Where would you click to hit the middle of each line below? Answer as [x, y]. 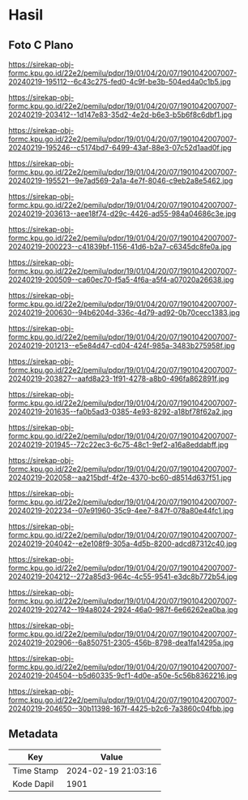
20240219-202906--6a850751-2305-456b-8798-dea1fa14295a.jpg [121, 642]
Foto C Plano [41, 45]
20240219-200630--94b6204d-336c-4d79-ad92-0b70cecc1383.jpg [124, 313]
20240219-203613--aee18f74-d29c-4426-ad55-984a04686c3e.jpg [122, 214]
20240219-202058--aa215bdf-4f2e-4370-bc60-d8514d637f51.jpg [120, 478]
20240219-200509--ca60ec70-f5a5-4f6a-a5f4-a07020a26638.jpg [121, 279]
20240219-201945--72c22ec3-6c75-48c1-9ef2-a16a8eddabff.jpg [119, 445]
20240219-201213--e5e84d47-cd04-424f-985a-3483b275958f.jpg [122, 346]
